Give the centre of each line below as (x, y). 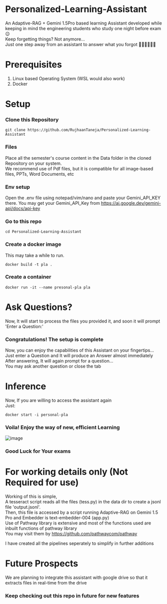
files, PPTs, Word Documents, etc (39, 174)
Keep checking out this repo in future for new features (72, 596)
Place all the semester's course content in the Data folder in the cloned (78, 158)
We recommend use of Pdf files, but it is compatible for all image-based (79, 168)
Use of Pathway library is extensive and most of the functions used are (78, 523)
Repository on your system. (33, 163)
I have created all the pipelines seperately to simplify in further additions (79, 543)
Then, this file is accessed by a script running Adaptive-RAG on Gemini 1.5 (82, 512)
